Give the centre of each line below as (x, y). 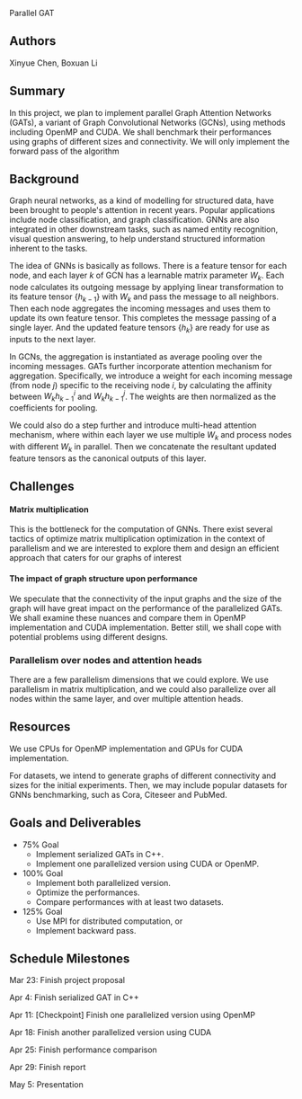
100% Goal (43, 873)
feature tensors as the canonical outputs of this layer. (108, 458)
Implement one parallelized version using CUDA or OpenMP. (147, 864)
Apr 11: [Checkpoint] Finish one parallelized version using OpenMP (133, 1015)
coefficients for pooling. (53, 408)
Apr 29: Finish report (48, 1068)
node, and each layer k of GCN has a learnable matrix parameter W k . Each (147, 276)
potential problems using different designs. (89, 636)
